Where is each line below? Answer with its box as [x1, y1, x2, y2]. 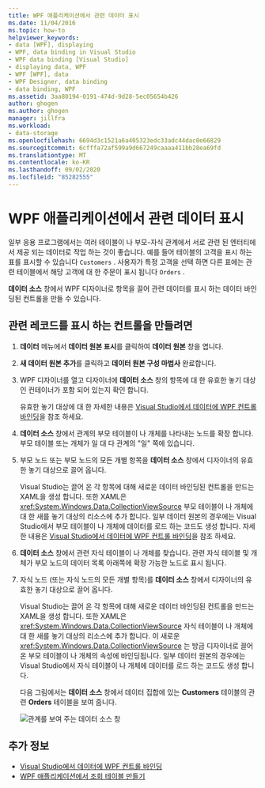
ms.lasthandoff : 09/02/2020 [8, 166, 101, 174]
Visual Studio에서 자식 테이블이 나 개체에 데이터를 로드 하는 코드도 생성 [19, 661, 240, 670]
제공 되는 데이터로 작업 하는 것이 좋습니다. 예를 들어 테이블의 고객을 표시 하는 [16, 247, 253, 257]
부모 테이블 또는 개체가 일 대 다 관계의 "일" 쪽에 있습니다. [19, 438, 195, 447]
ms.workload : [8, 122, 51, 130]
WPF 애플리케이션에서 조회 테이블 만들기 [19, 771, 146, 781]
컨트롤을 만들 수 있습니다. [22, 293, 101, 303]
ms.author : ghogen [8, 107, 69, 115]
